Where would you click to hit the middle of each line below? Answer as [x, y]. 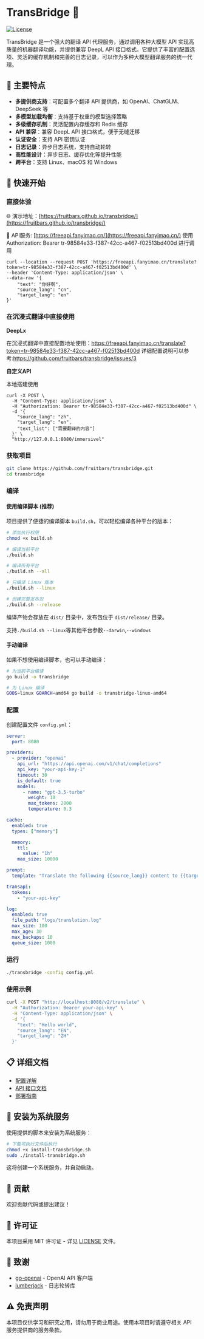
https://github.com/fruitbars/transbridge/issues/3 [75, 358]
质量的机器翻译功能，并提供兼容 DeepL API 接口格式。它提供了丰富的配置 [98, 49]
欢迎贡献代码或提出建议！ [38, 1204]
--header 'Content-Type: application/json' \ [65, 273]
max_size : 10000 [38, 859]
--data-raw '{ [24, 278]
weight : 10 [42, 798]
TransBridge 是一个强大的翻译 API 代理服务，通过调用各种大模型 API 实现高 [100, 41]
